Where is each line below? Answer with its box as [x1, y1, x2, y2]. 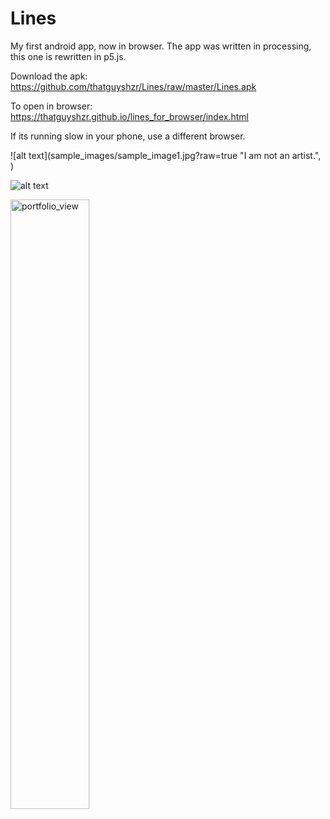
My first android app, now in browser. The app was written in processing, [10, 40, 312, 52]
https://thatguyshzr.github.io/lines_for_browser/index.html [10, 110, 249, 122]
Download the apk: [10, 70, 88, 82]
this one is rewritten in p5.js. [10, 50, 127, 62]
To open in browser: [10, 100, 93, 112]
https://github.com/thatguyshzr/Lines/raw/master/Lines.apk [10, 80, 257, 92]
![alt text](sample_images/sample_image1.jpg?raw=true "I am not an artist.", [10, 149, 322, 161]
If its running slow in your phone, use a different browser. [10, 130, 246, 142]
